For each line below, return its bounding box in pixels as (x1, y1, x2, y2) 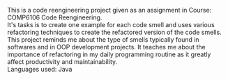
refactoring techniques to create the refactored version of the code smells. (7, 28, 222, 36)
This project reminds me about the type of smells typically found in (7, 35, 200, 44)
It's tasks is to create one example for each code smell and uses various (7, 21, 215, 29)
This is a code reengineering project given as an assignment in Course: (7, 6, 212, 14)
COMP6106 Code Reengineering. (7, 13, 102, 22)
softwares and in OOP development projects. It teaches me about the (7, 43, 206, 51)
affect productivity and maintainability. (7, 58, 118, 65)
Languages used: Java (7, 65, 73, 73)
